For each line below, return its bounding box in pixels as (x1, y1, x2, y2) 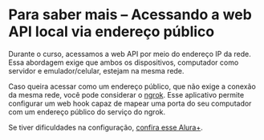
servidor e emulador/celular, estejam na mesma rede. (8, 66, 185, 75)
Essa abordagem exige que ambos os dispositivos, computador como (8, 58, 239, 67)
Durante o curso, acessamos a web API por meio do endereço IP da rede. (8, 49, 251, 58)
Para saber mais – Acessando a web (8, 6, 253, 24)
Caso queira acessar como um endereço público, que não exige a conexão (8, 82, 257, 91)
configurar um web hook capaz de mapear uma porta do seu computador (8, 98, 252, 108)
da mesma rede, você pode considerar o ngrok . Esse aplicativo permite (8, 90, 245, 99)
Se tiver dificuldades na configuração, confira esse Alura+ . (8, 122, 203, 132)
